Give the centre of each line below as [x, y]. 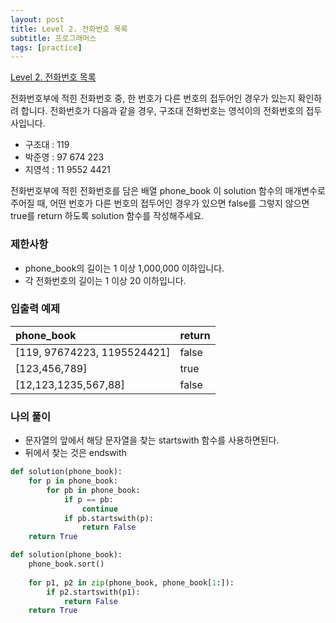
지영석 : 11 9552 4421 [67, 170]
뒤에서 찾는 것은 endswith [75, 453]
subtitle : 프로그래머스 [53, 38]
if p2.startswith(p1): [93, 592]
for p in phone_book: [73, 481]
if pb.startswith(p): [109, 518]
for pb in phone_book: [93, 490]
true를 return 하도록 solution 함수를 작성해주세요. [107, 216]
